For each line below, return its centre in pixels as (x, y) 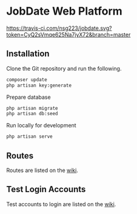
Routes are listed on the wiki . (42, 170)
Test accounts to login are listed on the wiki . (61, 204)
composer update (27, 80)
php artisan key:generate (39, 85)
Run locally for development (42, 126)
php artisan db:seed (32, 114)
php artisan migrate (32, 108)
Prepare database (28, 97)
